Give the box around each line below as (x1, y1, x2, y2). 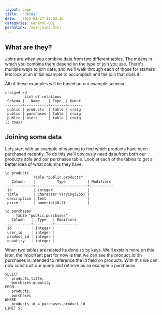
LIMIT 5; (5, 306, 23, 311)
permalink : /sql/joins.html (5, 25, 62, 30)
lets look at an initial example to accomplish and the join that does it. (5, 71, 141, 77)
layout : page (5, 7, 31, 12)
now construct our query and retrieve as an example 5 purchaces (5, 262, 135, 268)
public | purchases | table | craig (7, 111, 81, 116)
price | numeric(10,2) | (7, 200, 90, 205)
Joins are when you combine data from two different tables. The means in (5, 56, 152, 62)
